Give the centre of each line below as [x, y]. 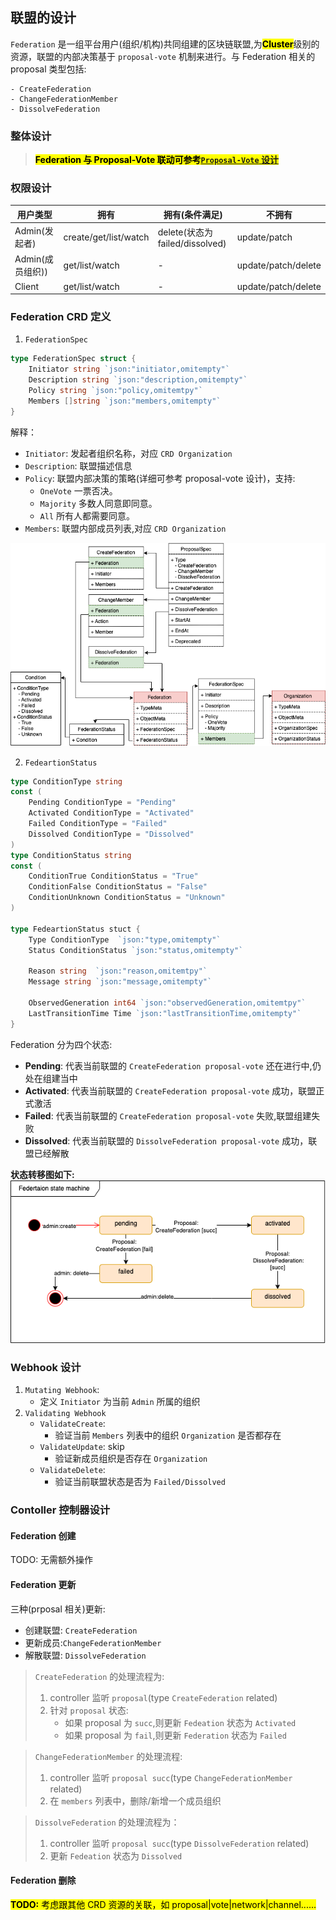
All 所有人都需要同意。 [87, 515]
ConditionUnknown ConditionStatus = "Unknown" [127, 898]
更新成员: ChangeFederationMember [93, 1642]
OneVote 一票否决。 [78, 490]
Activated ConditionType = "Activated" [111, 813]
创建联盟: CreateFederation [81, 1630]
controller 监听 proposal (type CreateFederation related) [163, 1697]
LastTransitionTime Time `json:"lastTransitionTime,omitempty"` [165, 1013]
